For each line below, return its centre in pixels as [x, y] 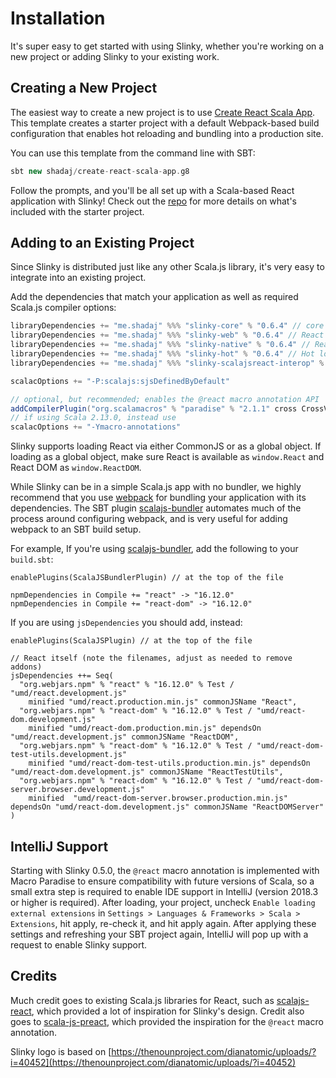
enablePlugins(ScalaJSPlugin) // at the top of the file [131, 641]
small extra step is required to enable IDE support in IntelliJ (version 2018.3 [164, 891]
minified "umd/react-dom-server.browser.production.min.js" [158, 798]
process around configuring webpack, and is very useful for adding [149, 519]
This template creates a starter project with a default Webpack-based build [165, 123]
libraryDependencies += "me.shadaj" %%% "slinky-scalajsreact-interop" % [167, 363]
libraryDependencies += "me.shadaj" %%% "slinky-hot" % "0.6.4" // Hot [162, 354]
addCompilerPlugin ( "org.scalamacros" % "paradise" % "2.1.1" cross [154, 408]
